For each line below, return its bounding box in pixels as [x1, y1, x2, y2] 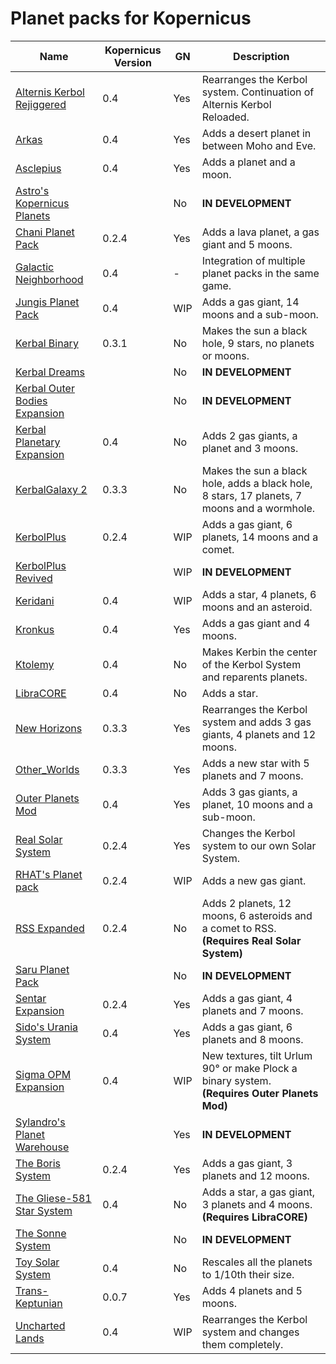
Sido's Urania [15, 1020, 79, 1034]
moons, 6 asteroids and [201, 908, 313, 922]
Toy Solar [15, 1255, 60, 1269]
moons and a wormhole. [201, 501, 316, 515]
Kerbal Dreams [15, 365, 86, 379]
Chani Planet [15, 225, 75, 239]
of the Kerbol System [201, 657, 302, 671]
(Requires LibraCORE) [201, 1210, 308, 1224]
